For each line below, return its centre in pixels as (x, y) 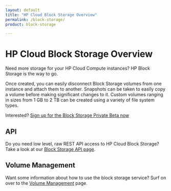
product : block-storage (31, 24)
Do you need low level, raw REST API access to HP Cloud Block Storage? (82, 144)
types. (12, 105)
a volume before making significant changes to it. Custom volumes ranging (84, 95)
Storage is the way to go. (32, 74)
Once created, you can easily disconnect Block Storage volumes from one (84, 84)
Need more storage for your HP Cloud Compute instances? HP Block (78, 68)
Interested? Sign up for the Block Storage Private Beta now (67, 115)
